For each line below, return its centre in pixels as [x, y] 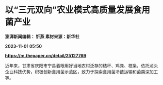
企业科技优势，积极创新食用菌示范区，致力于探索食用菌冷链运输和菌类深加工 [81, 71]
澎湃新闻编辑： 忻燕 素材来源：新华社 [42, 36]
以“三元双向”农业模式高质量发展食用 [78, 10]
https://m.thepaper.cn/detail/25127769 [46, 55]
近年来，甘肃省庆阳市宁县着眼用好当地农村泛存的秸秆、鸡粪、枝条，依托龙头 [81, 66]
